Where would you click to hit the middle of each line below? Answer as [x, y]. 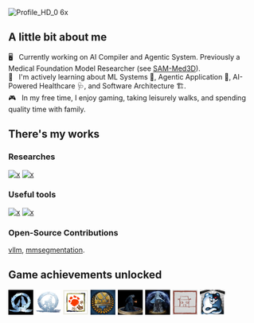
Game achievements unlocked [85, 275]
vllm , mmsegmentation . [47, 250]
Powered [23, 86]
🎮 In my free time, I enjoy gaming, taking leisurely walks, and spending [127, 97]
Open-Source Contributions [63, 232]
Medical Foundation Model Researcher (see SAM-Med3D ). [104, 68]
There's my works [54, 134]
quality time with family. [47, 109]
